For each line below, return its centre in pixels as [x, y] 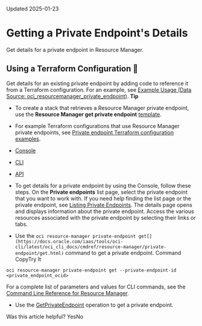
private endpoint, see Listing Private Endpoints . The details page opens [104, 205]
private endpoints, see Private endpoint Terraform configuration [94, 132]
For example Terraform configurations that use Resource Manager [97, 126]
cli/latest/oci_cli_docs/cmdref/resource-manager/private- [91, 247]
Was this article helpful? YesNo [45, 316]
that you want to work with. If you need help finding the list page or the [103, 198]
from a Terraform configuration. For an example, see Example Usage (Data [99, 89]
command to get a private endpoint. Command [123, 252]
